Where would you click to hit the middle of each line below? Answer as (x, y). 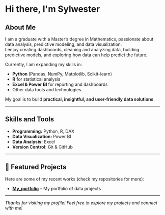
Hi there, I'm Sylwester (53, 9)
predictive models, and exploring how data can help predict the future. (76, 55)
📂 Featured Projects (36, 167)
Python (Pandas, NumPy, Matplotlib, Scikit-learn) (62, 74)
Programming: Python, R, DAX (43, 131)
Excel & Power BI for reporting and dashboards (60, 84)
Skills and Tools (29, 119)
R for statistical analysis (36, 79)
